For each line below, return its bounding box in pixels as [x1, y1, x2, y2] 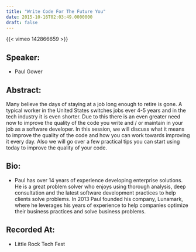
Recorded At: [6, 225, 56, 235]
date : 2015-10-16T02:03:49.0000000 [6, 14, 93, 20]
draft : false [6, 19, 38, 25]
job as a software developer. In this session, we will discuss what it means [6, 125, 185, 132]
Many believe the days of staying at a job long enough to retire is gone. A [6, 101, 183, 107]
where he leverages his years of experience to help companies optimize [14, 202, 188, 209]
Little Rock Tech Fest [14, 240, 66, 247]
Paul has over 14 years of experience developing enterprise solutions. [14, 176, 183, 183]
